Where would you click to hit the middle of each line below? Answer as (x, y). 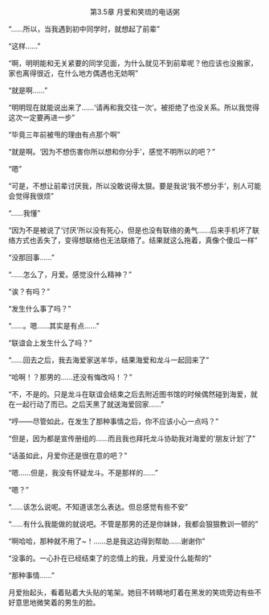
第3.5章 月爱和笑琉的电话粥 (135, 12)
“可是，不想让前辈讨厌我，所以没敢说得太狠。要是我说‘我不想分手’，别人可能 (135, 186)
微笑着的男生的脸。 (68, 603)
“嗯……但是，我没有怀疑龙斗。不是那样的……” (83, 473)
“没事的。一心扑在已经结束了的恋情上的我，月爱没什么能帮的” (110, 558)
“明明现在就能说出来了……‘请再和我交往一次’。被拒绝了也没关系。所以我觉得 (134, 107)
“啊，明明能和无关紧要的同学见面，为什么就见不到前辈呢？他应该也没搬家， (133, 63)
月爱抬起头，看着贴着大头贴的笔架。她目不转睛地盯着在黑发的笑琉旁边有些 (131, 592)
